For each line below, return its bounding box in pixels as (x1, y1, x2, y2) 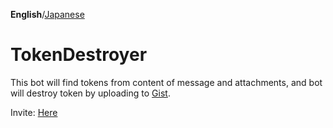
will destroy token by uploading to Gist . (10, 87, 171, 99)
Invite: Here (10, 106, 58, 118)
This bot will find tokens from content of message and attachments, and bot (10, 76, 323, 88)
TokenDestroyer (10, 44, 148, 66)
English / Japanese (10, 9, 85, 20)
